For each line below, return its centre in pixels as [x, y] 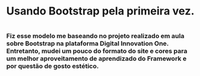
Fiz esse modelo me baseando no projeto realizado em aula [95, 36]
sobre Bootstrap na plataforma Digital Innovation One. [88, 43]
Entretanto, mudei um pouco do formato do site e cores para [97, 51]
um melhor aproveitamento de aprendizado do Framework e [96, 59]
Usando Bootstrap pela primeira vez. [100, 11]
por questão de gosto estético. [53, 66]
